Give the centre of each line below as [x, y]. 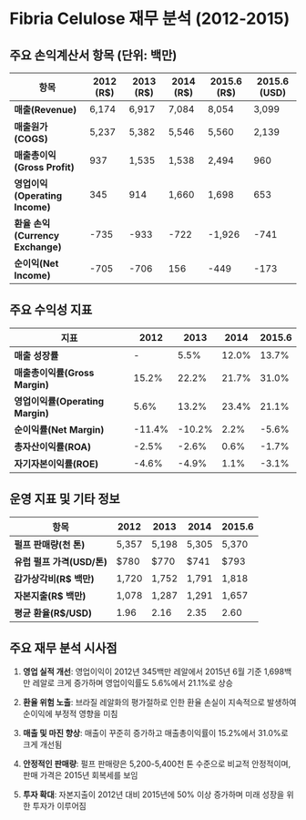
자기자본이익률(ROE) [56, 464]
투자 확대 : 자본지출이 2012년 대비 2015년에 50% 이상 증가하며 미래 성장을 [153, 794]
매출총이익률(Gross [54, 373]
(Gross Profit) [44, 167]
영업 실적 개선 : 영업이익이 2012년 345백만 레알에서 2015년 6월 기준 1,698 [153, 671]
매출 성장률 [36, 355]
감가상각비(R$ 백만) [54, 579]
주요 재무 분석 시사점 [63, 648]
